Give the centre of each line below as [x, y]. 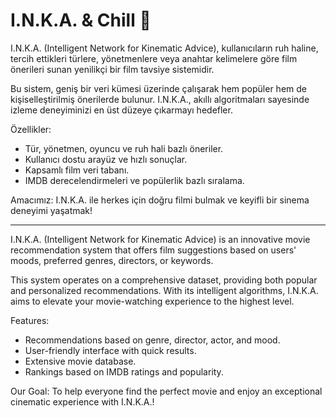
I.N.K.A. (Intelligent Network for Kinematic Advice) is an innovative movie [160, 239]
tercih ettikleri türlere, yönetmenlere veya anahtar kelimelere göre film [154, 58]
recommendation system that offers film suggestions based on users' [153, 250]
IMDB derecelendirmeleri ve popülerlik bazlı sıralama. [134, 180]
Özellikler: [31, 129]
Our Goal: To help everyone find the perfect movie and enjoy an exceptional [166, 391]
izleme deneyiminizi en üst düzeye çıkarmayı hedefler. [121, 110]
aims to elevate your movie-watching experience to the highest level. [152, 301]
